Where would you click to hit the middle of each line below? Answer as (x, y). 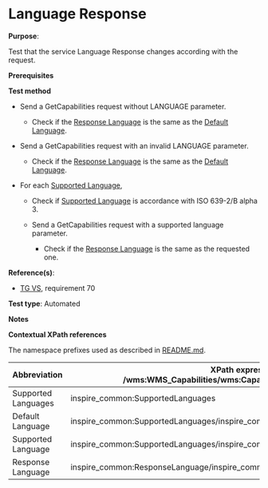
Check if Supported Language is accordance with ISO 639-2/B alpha (144, 200)
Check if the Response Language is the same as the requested (146, 248)
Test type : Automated (44, 304)
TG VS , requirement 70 (57, 288)
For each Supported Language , (71, 185)
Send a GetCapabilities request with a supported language (128, 224)
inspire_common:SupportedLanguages (143, 398)
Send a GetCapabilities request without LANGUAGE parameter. (123, 106)
